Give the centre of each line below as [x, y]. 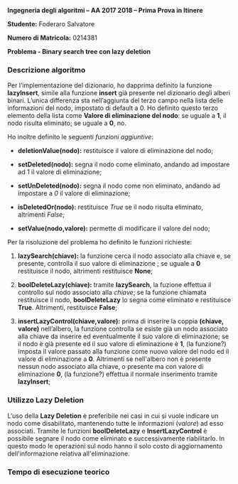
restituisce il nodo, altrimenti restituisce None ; [85, 271]
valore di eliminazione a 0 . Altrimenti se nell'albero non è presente [114, 359]
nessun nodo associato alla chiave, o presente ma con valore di [110, 367]
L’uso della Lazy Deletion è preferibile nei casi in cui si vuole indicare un [113, 416]
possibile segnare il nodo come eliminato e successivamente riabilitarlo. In [116, 438]
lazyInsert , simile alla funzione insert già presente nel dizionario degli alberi [119, 93]
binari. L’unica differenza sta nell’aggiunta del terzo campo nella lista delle [115, 101]
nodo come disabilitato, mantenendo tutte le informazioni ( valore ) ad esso [115, 423]
